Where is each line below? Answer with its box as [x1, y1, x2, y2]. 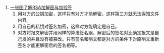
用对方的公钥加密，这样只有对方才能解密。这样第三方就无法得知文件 [17, 11, 159, 17]
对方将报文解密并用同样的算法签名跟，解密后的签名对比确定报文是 [17, 30, 155, 35]
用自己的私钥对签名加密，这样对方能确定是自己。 [17, 23, 120, 29]
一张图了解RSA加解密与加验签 [10, 5, 72, 10]
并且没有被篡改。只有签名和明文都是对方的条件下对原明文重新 [31, 36, 159, 42]
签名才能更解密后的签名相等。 [17, 42, 80, 48]
